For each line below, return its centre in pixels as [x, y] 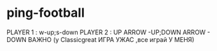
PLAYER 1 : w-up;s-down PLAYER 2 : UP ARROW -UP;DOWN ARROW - [108, 32]
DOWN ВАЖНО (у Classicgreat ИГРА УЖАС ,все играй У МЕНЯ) [100, 39]
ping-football [46, 13]
